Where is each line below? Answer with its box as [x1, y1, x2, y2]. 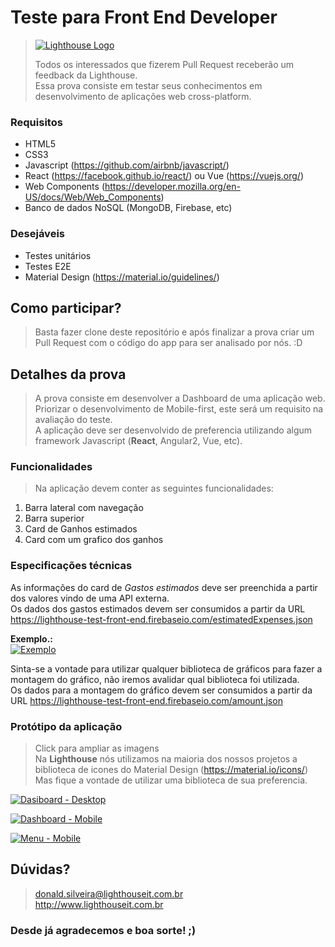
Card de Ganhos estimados [24, 523, 138, 535]
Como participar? [10, 299, 122, 316]
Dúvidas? [10, 861, 71, 878]
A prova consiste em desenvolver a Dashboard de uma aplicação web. [34, 392, 326, 405]
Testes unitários [24, 249, 92, 261]
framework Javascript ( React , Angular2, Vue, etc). [34, 435, 243, 447]
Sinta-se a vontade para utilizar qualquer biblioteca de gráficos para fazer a [10, 662, 323, 675]
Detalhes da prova [10, 366, 127, 383]
